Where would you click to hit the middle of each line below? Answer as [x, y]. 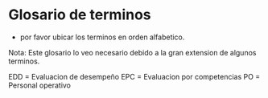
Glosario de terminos [80, 15]
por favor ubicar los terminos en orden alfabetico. [102, 37]
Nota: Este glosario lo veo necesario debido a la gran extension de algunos [132, 52]
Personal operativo [39, 85]
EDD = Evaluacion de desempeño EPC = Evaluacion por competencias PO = [134, 76]
